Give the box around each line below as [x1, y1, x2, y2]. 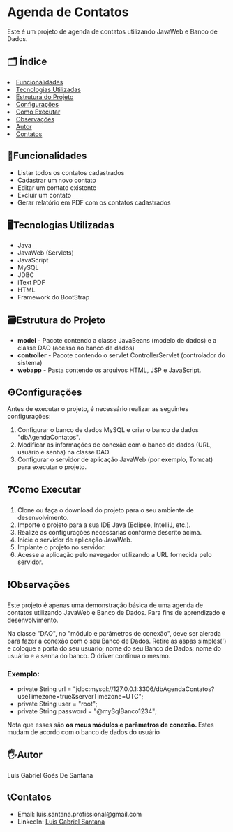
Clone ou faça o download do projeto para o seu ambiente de [17, 505, 194, 514]
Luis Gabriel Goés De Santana [7, 771, 93, 779]
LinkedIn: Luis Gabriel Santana [17, 817, 105, 826]
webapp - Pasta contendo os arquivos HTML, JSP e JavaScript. [17, 366, 202, 374]
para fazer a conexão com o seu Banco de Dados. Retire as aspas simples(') [7, 637, 227, 645]
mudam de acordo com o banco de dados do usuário [7, 727, 160, 736]
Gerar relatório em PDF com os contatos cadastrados [17, 198, 171, 207]
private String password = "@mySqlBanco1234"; [17, 706, 158, 715]
